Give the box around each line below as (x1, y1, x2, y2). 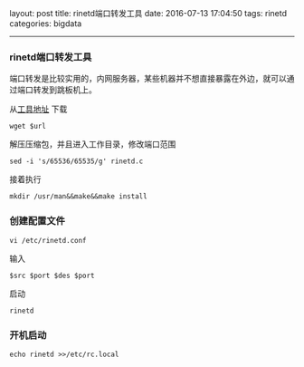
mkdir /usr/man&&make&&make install (9, 192, 147, 201)
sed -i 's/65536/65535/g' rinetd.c (9, 157, 144, 166)
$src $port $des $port (9, 271, 95, 280)
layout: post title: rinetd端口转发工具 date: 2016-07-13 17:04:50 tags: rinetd (9, 8, 288, 18)
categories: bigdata (9, 18, 82, 29)
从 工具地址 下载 (9, 103, 68, 115)
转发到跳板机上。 (33, 84, 97, 95)
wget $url (9, 121, 47, 131)
